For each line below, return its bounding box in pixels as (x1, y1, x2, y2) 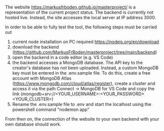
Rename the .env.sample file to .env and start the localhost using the (12, 102, 152, 107)
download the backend (12, 44, 59, 50)
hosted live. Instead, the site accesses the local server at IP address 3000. (5, 15, 156, 20)
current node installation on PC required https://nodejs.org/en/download (12, 39, 159, 45)
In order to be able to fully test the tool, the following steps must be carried (5, 24, 157, 30)
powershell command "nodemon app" (12, 106, 90, 112)
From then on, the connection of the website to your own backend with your (5, 116, 159, 122)
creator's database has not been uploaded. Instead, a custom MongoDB (12, 65, 159, 71)
